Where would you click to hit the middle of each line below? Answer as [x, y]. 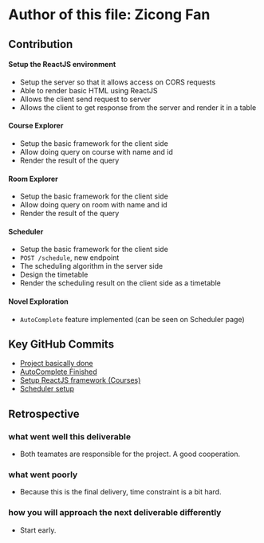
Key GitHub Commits [61, 344]
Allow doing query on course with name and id [97, 151]
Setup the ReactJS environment [62, 65]
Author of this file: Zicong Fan [109, 15]
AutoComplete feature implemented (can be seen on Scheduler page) [132, 319]
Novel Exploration [39, 301]
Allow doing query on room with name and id [93, 205]
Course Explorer [36, 126]
